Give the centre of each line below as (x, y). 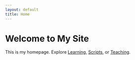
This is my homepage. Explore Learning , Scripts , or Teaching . (68, 52)
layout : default (22, 10)
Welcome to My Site (47, 39)
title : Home (17, 14)
